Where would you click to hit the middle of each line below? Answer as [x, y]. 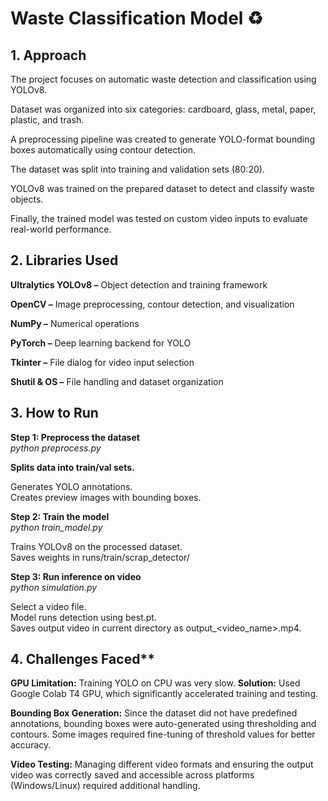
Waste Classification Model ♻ [137, 18]
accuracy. [31, 745]
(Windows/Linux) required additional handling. [105, 786]
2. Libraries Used [64, 260]
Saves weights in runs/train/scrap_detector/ [100, 557]
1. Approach [48, 55]
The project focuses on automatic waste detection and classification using [163, 79]
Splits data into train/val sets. [72, 467]
